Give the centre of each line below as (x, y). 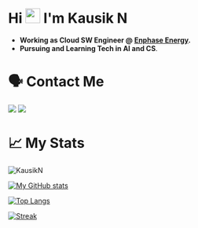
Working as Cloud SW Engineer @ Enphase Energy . (105, 40)
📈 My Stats (46, 143)
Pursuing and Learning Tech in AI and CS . (89, 48)
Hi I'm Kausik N (68, 18)
